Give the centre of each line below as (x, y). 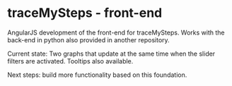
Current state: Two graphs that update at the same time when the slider (111, 54)
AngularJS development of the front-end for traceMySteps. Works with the (116, 32)
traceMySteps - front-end (85, 13)
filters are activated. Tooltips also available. (70, 61)
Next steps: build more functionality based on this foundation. (97, 75)
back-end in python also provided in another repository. (88, 39)
